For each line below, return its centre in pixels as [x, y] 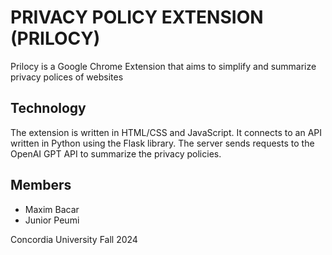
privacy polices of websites [67, 77]
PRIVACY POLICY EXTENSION [137, 17]
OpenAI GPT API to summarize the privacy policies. [116, 153]
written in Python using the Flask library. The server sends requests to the [162, 143]
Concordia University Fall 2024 [74, 239]
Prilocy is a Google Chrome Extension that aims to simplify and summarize [163, 66]
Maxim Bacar [52, 209]
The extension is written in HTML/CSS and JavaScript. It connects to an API [166, 132]
